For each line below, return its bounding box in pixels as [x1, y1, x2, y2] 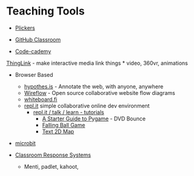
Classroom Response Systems [15, 151, 91, 158]
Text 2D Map [42, 128, 74, 135]
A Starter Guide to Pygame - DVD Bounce [42, 115, 146, 122]
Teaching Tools [6, 4, 85, 18]
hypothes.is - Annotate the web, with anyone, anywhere [24, 83, 164, 90]
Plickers [15, 24, 35, 31]
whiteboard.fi [24, 96, 57, 103]
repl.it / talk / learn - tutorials [33, 108, 105, 116]
